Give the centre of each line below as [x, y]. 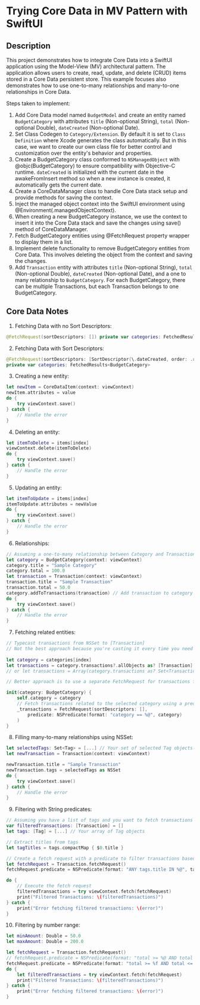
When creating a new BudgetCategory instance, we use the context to [101, 217]
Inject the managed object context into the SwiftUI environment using [100, 204]
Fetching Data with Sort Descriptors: [59, 348]
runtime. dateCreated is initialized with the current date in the [89, 172]
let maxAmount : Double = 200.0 [45, 942]
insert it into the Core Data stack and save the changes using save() [98, 223]
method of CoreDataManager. [51, 229]
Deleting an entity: [37, 432]
